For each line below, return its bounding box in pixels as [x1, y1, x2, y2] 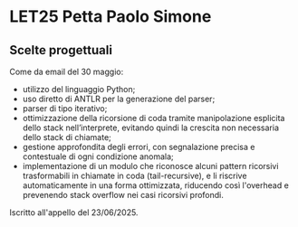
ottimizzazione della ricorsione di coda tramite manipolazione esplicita [22, 113, 285, 123]
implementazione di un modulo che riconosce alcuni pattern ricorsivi [22, 161, 279, 171]
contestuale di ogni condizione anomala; [22, 151, 174, 162]
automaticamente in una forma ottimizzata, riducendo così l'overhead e [22, 180, 290, 191]
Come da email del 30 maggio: [9, 66, 124, 77]
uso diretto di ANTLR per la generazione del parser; [22, 93, 216, 104]
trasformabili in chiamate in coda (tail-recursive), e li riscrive [22, 170, 247, 181]
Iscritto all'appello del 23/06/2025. [9, 207, 139, 218]
